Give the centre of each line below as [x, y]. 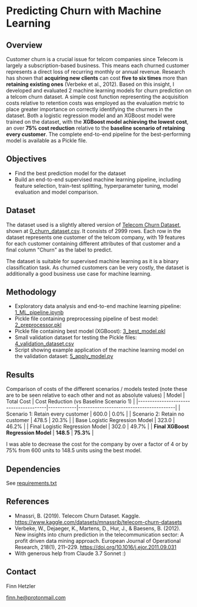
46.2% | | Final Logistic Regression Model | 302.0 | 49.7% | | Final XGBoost [98, 427]
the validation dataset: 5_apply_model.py [64, 356]
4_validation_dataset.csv [44, 344]
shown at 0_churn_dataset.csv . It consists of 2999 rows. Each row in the [94, 231]
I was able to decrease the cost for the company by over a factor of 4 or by [97, 444]
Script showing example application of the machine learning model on [99, 350]
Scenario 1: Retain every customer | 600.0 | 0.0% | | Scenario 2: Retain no [95, 414]
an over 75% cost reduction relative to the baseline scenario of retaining [96, 128]
